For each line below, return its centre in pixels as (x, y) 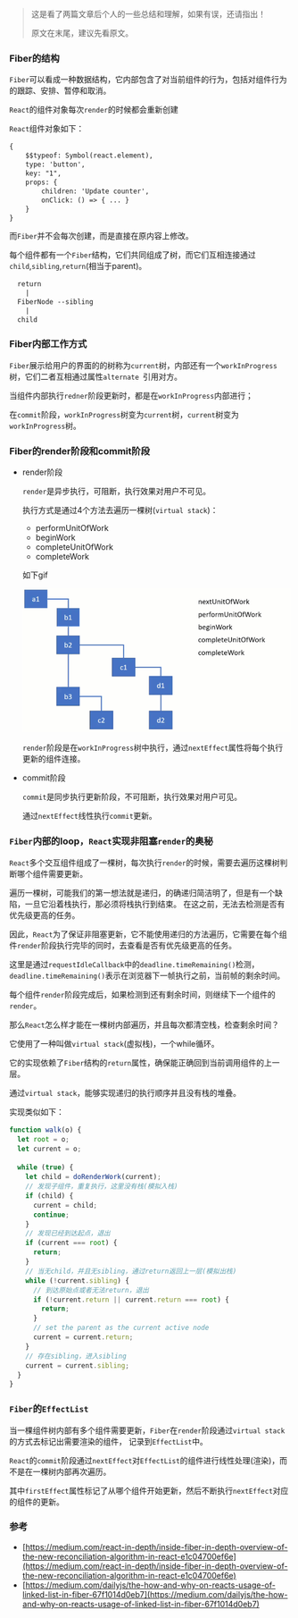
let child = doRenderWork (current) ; (94, 1177)
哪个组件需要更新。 (52, 873)
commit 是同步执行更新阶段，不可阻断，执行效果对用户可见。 (132, 797)
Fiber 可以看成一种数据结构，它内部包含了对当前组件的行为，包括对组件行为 (148, 80)
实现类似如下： (37, 1111)
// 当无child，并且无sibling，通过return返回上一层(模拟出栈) (131, 1271)
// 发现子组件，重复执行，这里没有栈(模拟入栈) (102, 1186)
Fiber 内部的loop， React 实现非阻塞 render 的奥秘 (112, 841)
